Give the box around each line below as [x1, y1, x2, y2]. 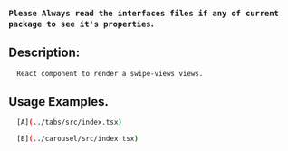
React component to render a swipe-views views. [16, 69, 204, 78]
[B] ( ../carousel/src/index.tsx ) [16, 135, 139, 144]
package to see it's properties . [8, 17, 155, 30]
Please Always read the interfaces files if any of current [8, 8, 280, 18]
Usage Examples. [8, 94, 110, 109]
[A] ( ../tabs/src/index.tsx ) [16, 118, 123, 127]
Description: [8, 45, 81, 61]
